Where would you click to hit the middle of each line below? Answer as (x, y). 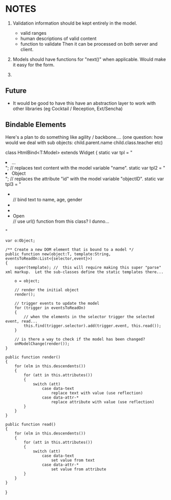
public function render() (33, 357)
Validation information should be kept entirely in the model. (75, 23)
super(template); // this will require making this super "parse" (88, 267)
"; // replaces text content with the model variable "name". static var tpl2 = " (85, 168)
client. (27, 49)
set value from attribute (79, 469)
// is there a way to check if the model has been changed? (80, 339)
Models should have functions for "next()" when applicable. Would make (89, 59)
